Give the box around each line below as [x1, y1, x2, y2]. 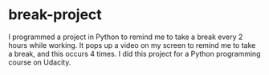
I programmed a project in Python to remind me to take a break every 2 [8, 32, 243, 41]
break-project [8, 6, 102, 24]
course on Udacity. [8, 57, 71, 67]
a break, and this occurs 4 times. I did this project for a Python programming [8, 49, 261, 58]
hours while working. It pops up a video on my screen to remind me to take [8, 40, 256, 49]
